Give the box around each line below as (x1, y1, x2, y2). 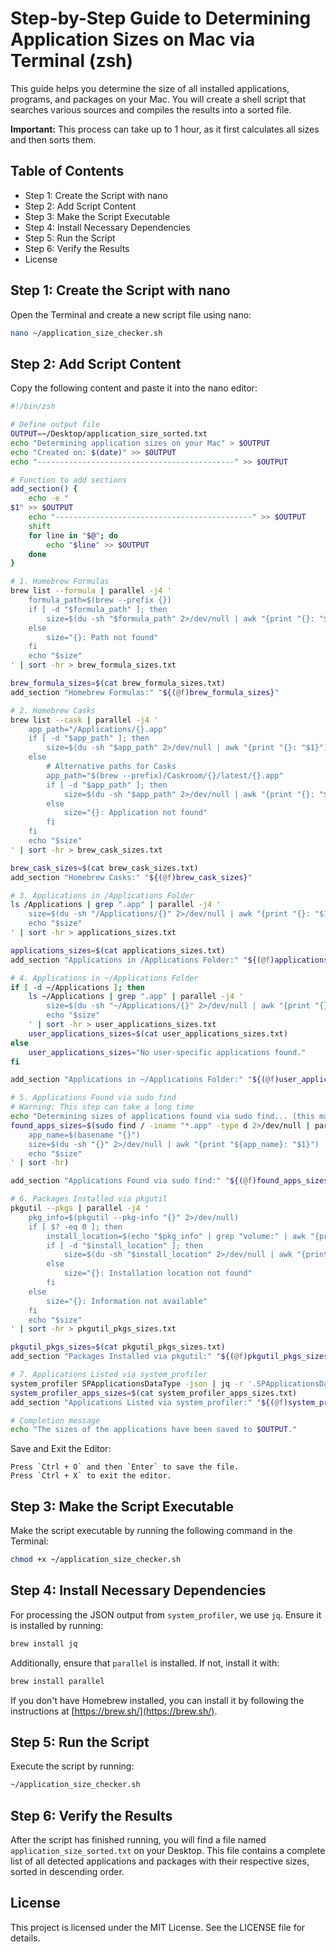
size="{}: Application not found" (63, 808, 208, 818)
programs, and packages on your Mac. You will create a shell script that (10, 93, 307, 105)
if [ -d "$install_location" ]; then (46, 1240, 203, 1251)
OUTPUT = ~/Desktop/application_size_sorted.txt (10, 429, 208, 439)
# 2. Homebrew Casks (10, 705, 97, 716)
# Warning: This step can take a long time (10, 1102, 195, 1112)
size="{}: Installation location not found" (63, 1268, 253, 1279)
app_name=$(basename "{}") (28, 1130, 141, 1140)
